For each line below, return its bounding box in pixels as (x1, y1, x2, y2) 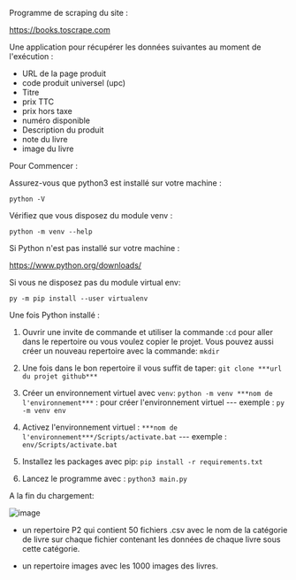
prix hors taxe (21, 106, 73, 116)
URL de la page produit (21, 68, 107, 79)
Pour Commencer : (9, 161, 78, 171)
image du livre (21, 143, 74, 154)
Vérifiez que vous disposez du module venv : (9, 210, 173, 220)
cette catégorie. (21, 544, 80, 553)
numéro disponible (21, 115, 91, 126)
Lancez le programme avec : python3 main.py (21, 473, 188, 484)
